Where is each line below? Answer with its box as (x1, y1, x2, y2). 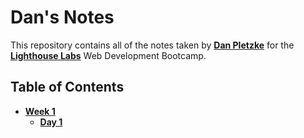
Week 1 (24, 105, 56, 117)
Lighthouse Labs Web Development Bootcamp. (10, 49, 207, 61)
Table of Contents (10, 79, 125, 96)
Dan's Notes (10, 6, 115, 29)
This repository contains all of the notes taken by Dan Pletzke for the (10, 39, 295, 51)
